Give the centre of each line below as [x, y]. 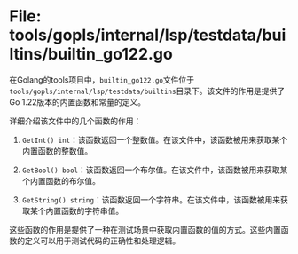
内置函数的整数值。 [57, 151]
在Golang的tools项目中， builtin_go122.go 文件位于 [102, 79]
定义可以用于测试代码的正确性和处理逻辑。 [102, 241]
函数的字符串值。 [92, 210]
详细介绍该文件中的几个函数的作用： [75, 121]
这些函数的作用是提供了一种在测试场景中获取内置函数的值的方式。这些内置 [145, 229]
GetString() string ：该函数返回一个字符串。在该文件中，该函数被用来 [151, 199]
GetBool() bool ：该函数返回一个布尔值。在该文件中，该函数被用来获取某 [155, 170]
